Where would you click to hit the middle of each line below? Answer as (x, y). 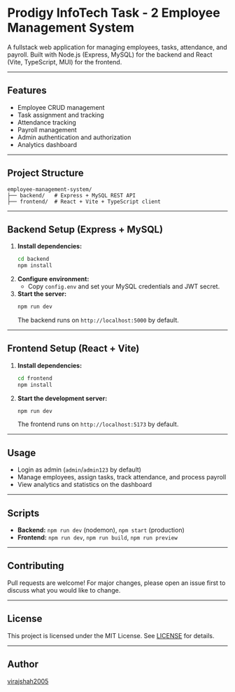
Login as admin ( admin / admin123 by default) (79, 469)
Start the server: (42, 294)
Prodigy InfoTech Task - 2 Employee (114, 13)
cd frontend (35, 378)
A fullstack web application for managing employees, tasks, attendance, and (117, 47)
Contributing (36, 566)
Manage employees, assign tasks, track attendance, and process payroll (122, 477)
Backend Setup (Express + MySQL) (85, 229)
